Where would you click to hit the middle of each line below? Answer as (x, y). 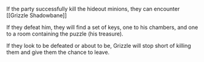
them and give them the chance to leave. (58, 52)
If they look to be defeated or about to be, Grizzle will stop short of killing (99, 46)
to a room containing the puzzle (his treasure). (65, 34)
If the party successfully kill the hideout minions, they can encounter (93, 9)
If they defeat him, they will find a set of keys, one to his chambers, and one (102, 27)
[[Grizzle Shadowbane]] (37, 15)
